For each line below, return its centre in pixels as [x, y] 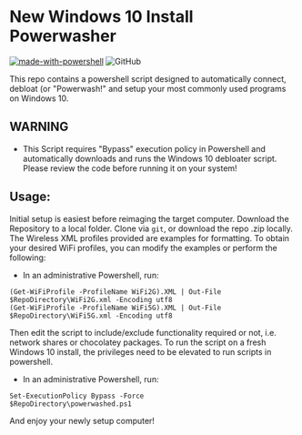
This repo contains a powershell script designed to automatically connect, [148, 78]
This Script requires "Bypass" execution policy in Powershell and [144, 148]
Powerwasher [63, 36]
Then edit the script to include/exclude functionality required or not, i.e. [143, 332]
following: [28, 258]
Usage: [30, 197]
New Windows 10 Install [101, 17]
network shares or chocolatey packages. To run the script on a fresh [138, 342]
